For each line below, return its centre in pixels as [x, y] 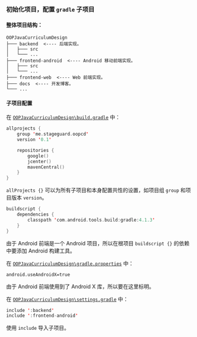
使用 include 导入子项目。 [38, 328]
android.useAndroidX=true [38, 274]
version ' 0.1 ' [34, 140]
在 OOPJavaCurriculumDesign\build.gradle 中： [63, 117]
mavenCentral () [46, 167]
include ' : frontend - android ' [42, 316]
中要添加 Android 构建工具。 [41, 251]
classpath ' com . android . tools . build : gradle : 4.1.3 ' [91, 220]
